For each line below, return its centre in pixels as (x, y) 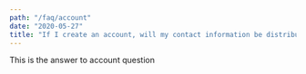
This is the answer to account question (82, 60)
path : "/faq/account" (51, 18)
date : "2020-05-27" (46, 26)
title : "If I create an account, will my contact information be (136, 34)
